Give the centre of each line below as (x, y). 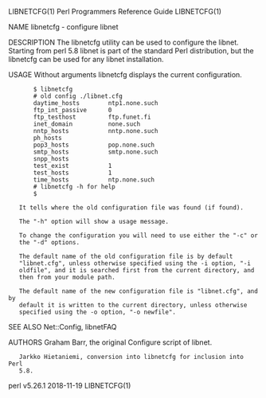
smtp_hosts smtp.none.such (96, 152)
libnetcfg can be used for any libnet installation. (86, 59)
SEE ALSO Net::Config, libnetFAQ (63, 327)
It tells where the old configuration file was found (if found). (131, 208)
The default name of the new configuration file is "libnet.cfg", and (139, 291)
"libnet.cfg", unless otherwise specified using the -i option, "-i (135, 263)
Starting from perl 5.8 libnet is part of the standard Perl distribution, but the (131, 51)
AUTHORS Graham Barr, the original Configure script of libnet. (110, 342)
